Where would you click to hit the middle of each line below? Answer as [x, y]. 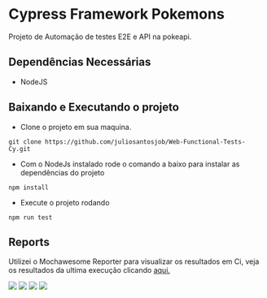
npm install [28, 188]
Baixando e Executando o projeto [94, 108]
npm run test [31, 217]
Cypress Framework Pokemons [117, 14]
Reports [29, 242]
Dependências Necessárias [80, 62]
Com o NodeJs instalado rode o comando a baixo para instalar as [130, 164]
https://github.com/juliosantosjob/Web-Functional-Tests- [145, 142]
